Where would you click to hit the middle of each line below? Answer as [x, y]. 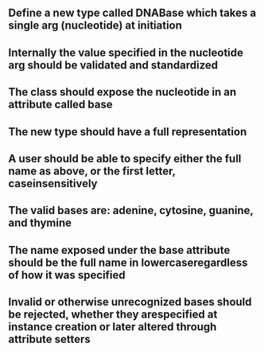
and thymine [40, 223]
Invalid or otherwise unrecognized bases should [130, 302]
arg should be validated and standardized [113, 65]
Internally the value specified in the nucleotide [126, 52]
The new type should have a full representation [128, 132]
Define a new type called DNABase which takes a [132, 13]
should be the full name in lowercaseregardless [128, 262]
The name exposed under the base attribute [119, 250]
